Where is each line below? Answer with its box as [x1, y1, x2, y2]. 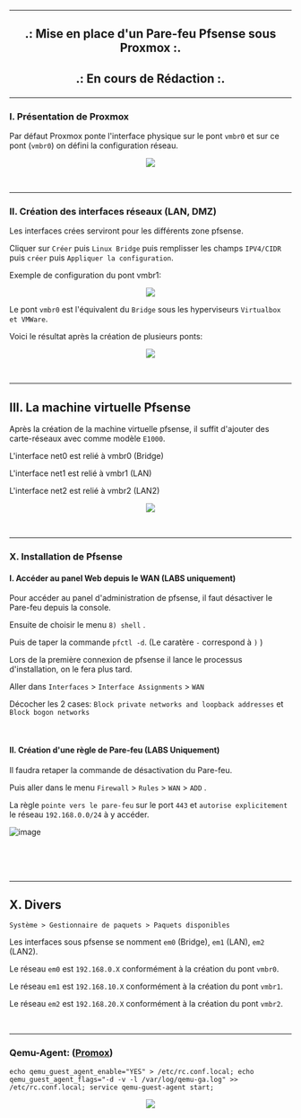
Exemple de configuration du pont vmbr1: [9, 270, 161, 281]
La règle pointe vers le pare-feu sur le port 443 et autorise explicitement [9, 799, 288, 810]
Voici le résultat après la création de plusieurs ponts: [9, 331, 203, 342]
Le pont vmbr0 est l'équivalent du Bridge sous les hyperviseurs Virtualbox [9, 304, 281, 315]
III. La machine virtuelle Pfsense [9, 400, 191, 415]
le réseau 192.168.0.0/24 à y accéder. [9, 809, 150, 820]
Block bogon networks [9, 709, 90, 717]
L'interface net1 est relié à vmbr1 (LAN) [9, 468, 152, 479]
